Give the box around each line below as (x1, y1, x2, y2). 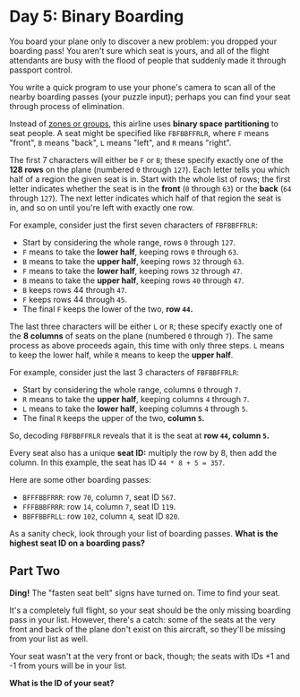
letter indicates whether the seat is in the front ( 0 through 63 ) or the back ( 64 (9, 183, 292, 194)
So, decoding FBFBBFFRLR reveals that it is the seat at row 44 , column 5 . (9, 430, 270, 441)
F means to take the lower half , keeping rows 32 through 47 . (21, 265, 244, 276)
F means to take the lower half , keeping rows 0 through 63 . (21, 246, 239, 257)
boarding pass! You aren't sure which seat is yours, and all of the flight (9, 45, 270, 56)
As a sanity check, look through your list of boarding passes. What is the (9, 528, 279, 538)
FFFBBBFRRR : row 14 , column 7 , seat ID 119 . (21, 501, 176, 512)
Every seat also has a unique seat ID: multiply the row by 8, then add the (9, 447, 278, 458)
